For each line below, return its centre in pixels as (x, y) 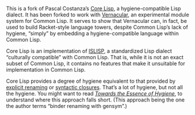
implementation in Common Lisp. (46, 70)
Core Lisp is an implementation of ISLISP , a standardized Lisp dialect (89, 51)
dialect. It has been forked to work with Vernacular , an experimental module (98, 15)
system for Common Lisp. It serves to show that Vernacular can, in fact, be (97, 21)
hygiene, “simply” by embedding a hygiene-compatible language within (93, 33)
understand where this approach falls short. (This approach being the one (95, 100)
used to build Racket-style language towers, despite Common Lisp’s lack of (97, 27)
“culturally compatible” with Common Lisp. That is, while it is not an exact (95, 57)
